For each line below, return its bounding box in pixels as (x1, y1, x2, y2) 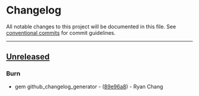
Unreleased (6, 52, 50, 62)
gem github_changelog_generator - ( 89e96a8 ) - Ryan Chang (14, 83, 163, 90)
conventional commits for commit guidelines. (6, 29, 116, 36)
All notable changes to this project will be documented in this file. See (6, 23, 176, 30)
